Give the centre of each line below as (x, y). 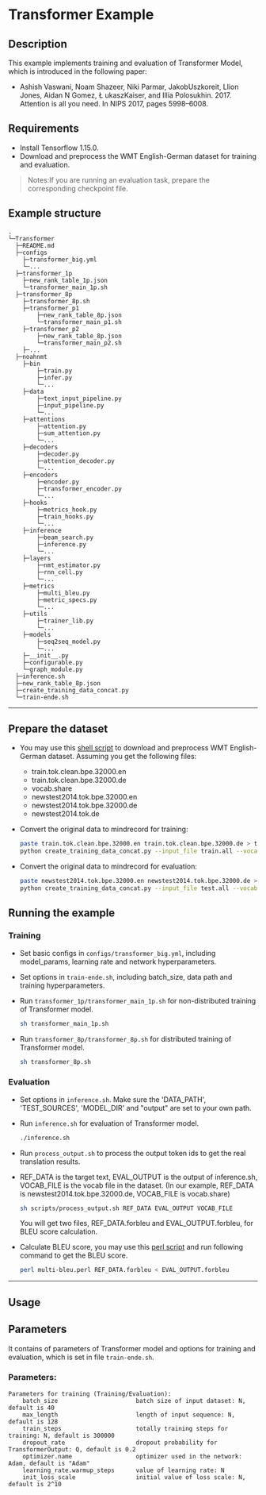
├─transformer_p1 (51, 308)
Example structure (55, 213)
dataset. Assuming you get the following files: (122, 757)
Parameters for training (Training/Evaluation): (90, 1394)
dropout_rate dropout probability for (120, 1443)
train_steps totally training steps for (125, 1428)
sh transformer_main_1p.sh (64, 1023)
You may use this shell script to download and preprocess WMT (124, 748)
